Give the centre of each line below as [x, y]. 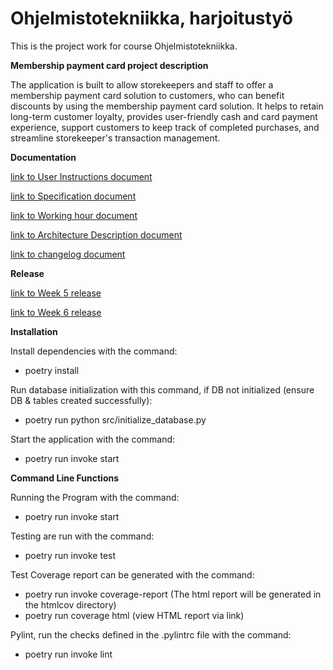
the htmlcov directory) [70, 604]
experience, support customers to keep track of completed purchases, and [165, 127]
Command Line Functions [65, 478]
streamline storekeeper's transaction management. [115, 138]
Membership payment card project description [109, 65]
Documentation [43, 157]
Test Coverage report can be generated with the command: [132, 574]
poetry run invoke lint [68, 654]
